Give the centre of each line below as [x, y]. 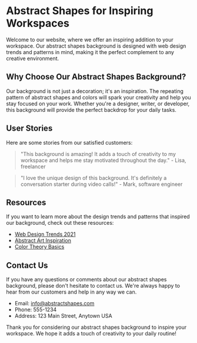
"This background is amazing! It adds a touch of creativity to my [98, 154]
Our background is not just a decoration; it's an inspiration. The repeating [95, 91]
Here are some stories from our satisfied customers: [69, 142]
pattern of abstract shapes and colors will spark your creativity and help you [98, 97]
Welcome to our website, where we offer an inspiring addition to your [90, 39]
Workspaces [38, 23]
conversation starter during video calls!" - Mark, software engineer [101, 184]
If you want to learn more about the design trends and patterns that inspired [98, 217]
